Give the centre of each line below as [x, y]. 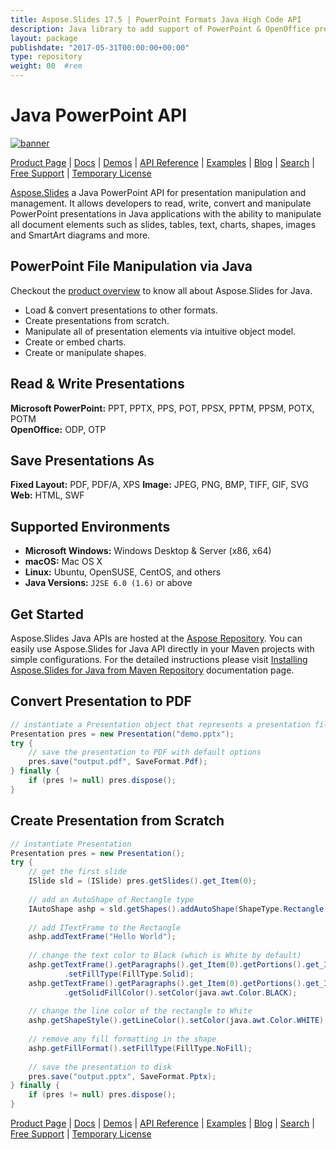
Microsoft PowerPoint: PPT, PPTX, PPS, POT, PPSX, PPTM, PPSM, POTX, [162, 408]
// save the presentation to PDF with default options [145, 752]
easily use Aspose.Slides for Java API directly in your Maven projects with [162, 649]
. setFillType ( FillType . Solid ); [129, 974]
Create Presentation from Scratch [117, 821]
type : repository [46, 57]
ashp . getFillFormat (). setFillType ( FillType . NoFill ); [140, 1048]
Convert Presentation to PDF [101, 701]
